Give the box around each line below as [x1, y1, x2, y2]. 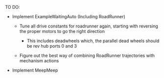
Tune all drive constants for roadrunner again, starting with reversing [19, 23, 158, 29]
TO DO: [5, 4, 21, 10]
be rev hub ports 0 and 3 [26, 43, 77, 49]
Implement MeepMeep [12, 67, 58, 73]
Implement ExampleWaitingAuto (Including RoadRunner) [12, 14, 126, 19]
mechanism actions [19, 58, 59, 63]
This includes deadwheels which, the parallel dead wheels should [26, 38, 160, 44]
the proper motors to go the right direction [19, 28, 105, 34]
